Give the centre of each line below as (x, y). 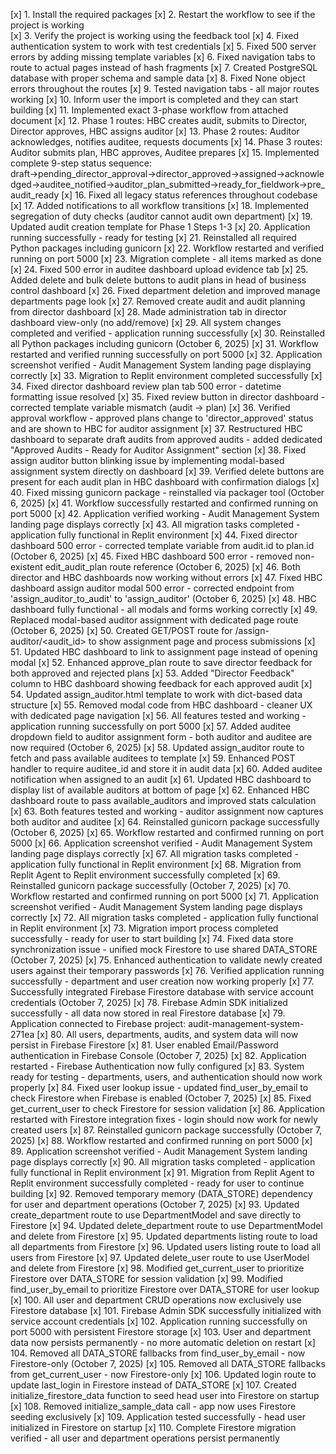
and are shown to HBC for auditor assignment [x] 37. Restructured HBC (156, 428)
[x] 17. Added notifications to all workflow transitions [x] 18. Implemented (160, 205)
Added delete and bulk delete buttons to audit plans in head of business (158, 280)
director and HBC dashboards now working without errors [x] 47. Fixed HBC (166, 577)
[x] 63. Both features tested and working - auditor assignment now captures (167, 811)
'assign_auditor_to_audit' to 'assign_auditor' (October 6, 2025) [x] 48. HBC (163, 598)
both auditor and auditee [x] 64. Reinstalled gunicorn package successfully (165, 822)
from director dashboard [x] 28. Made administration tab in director (148, 312)
